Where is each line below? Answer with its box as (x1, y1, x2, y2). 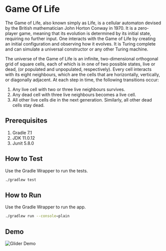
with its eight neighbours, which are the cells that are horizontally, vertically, (5, 71, 160, 77)
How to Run (5, 191, 42, 199)
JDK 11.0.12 (12, 135, 35, 141)
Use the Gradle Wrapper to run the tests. (5, 167, 88, 174)
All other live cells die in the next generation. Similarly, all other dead (12, 97, 152, 102)
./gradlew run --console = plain (5, 214, 70, 219)
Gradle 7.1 (12, 130, 32, 136)
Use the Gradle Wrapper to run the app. (5, 204, 86, 210)
